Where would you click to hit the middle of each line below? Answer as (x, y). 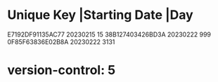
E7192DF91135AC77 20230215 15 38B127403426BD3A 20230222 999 (109, 34)
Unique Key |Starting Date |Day (100, 15)
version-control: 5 (62, 70)
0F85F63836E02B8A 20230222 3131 (61, 41)
